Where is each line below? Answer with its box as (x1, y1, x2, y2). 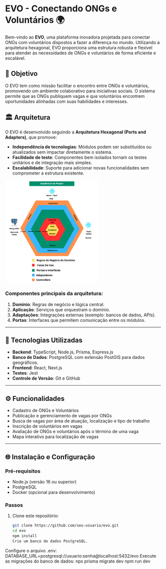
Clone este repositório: (12, 513, 59, 519)
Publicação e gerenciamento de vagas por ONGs (12, 413, 112, 419)
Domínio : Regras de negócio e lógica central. (12, 301, 105, 307)
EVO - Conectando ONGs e (5, 3, 117, 14)
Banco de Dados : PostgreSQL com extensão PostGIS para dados (12, 354, 145, 360)
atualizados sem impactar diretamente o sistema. (12, 149, 113, 155)
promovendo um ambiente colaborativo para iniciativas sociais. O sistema (5, 88, 155, 94)
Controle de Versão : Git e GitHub (12, 375, 81, 381)
